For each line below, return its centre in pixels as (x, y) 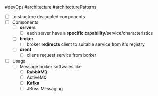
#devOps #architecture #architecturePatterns (51, 7)
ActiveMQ (37, 77)
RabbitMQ (37, 72)
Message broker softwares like (50, 66)
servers (27, 28)
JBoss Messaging (45, 88)
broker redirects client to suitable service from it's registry (86, 44)
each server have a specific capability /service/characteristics (90, 33)
